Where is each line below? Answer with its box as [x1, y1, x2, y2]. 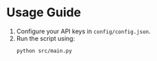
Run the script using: [16, 34, 75, 42]
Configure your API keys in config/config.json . [16, 27, 151, 35]
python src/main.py [16, 47, 73, 54]
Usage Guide [6, 5, 82, 20]
